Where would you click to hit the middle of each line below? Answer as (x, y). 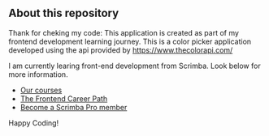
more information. (38, 74)
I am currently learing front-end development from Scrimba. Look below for (135, 66)
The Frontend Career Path (64, 98)
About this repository (64, 13)
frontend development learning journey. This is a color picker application (130, 41)
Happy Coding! (34, 123)
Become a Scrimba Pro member (74, 107)
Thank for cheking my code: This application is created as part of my (124, 32)
